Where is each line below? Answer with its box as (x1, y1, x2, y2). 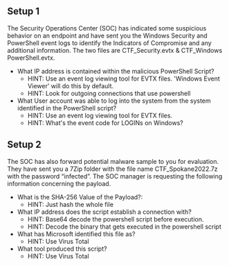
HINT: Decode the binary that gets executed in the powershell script (27, 222, 221, 231)
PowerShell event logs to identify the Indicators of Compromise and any (7, 38, 212, 47)
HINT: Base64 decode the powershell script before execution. (27, 215, 204, 223)
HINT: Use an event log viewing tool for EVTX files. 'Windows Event (27, 74, 220, 83)
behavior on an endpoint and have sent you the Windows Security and (7, 31, 208, 40)
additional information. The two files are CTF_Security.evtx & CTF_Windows (7, 46, 223, 54)
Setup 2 (7, 139, 42, 151)
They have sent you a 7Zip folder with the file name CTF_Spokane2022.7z (7, 165, 218, 173)
